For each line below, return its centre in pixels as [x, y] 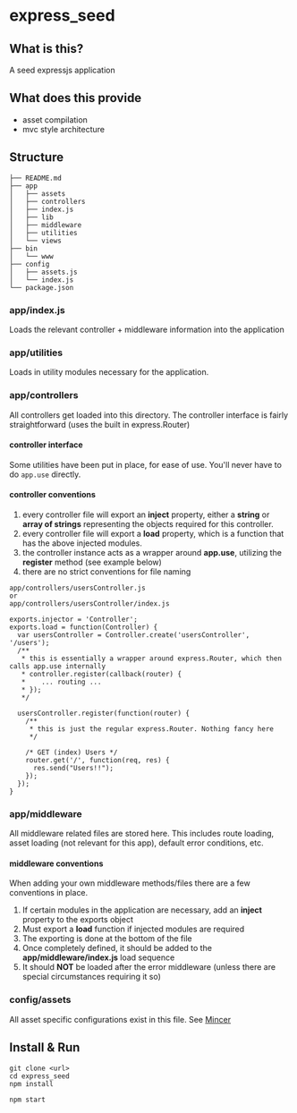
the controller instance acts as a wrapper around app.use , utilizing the [152, 552]
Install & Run [45, 1048]
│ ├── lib [31, 217]
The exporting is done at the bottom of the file [107, 939]
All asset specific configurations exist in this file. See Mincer [120, 1019]
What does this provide [76, 98]
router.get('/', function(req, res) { [98, 760]
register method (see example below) [92, 562]
